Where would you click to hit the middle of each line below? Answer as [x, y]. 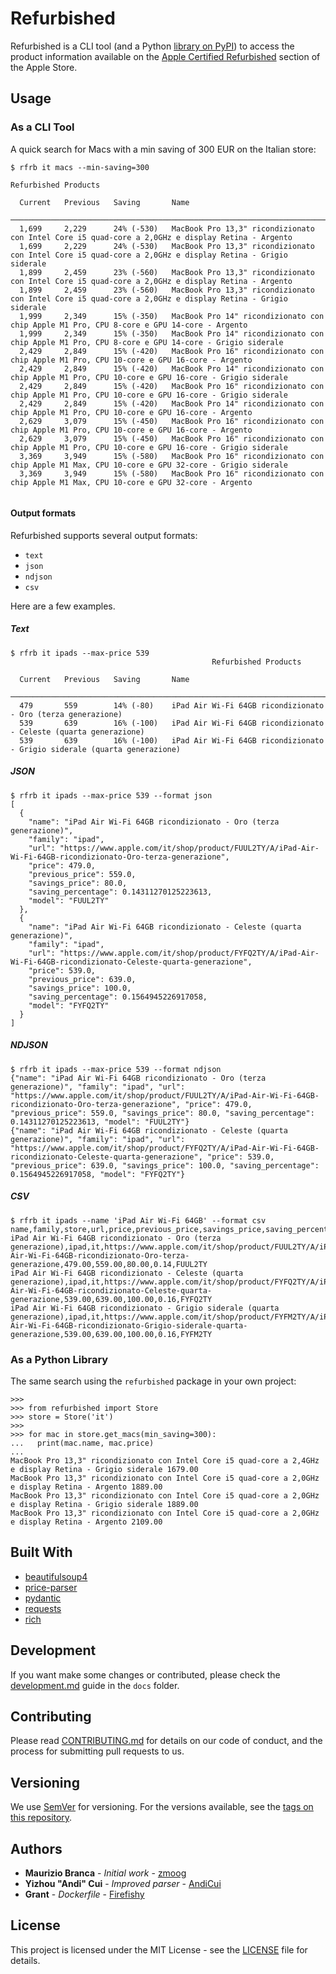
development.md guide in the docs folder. [95, 1685]
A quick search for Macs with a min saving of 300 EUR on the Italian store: [163, 149]
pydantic [43, 1598]
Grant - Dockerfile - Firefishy [84, 1894]
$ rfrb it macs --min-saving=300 [80, 167]
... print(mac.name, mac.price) [82, 1443]
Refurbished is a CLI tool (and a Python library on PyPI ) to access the [152, 46]
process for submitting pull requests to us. [97, 1751]
